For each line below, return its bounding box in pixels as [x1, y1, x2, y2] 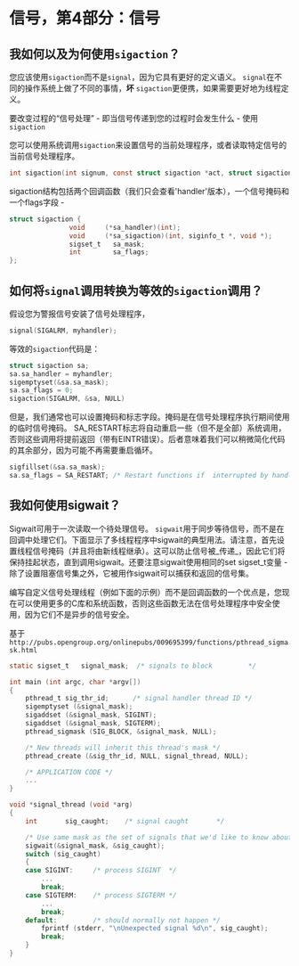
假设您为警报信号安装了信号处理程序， [9, 308, 149, 319]
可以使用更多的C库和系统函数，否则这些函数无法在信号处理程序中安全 [16, 598, 273, 609]
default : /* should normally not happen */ [25, 915, 221, 925]
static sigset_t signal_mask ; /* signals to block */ [9, 661, 256, 670]
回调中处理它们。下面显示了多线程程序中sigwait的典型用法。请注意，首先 [9, 534, 278, 544]
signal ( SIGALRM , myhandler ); [9, 326, 117, 335]
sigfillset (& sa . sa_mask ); [9, 463, 105, 472]
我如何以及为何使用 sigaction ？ [9, 46, 181, 61]
